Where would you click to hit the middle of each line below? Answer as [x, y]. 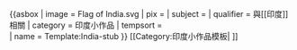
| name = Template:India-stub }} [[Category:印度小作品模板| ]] [124, 36]
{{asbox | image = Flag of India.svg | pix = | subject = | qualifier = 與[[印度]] [149, 14]
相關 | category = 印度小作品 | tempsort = [86, 25]
